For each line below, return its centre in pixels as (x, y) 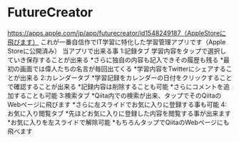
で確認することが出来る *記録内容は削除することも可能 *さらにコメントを (115, 86)
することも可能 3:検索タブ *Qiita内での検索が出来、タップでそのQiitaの (117, 95)
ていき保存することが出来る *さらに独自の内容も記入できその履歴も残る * (115, 60)
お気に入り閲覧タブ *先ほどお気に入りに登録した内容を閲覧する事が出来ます (119, 113)
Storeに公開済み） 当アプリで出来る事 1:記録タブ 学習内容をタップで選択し (117, 51)
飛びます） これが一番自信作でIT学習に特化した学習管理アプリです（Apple (117, 42)
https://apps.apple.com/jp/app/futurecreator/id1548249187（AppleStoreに (117, 33)
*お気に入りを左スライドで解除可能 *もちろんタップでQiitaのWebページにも (118, 122)
